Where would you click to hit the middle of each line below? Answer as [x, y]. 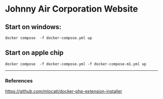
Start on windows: [33, 27]
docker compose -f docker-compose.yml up [49, 38]
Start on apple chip [34, 53]
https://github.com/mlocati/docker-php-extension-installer [64, 91]
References [19, 81]
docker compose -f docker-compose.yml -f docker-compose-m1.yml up [76, 64]
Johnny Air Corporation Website [72, 9]
